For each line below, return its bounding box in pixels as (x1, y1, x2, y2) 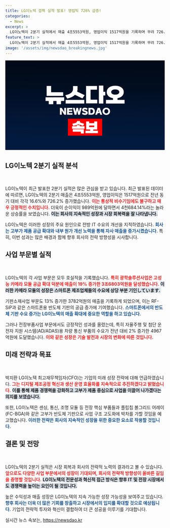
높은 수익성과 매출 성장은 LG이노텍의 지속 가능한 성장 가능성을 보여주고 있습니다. (5, 494, 163, 500)
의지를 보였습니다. (5, 393, 41, 399)
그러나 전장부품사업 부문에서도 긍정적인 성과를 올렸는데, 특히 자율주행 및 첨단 (5, 321, 157, 328)
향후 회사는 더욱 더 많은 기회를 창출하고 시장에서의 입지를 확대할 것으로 (5, 500, 143, 506)
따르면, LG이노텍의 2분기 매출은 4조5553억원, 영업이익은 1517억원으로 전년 (10, 192, 159, 198)
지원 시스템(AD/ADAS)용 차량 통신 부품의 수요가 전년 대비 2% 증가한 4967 (14, 328, 162, 334)
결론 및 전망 (5, 439, 39, 448)
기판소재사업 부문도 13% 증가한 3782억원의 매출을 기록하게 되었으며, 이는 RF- (5, 298, 159, 304)
